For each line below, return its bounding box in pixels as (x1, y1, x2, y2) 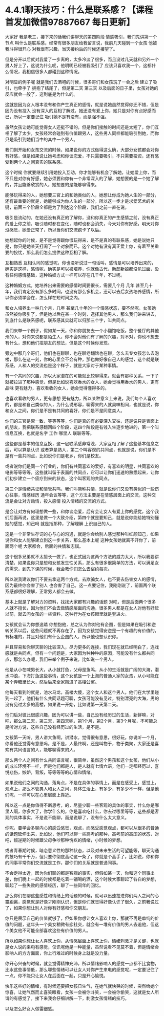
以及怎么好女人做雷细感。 (5, 1005, 57, 1012)
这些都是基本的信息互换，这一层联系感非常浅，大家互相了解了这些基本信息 (5, 440, 155, 446)
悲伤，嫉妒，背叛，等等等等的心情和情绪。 (9, 769, 95, 775)
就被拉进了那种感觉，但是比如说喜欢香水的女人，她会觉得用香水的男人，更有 (5, 379, 159, 385)
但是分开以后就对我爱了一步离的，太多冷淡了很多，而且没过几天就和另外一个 (5, 56, 159, 62)
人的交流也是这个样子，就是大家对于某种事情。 (26, 362, 121, 368)
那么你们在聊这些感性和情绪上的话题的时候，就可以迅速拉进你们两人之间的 (5, 892, 155, 898)
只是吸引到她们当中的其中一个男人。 (5, 136, 78, 142)
